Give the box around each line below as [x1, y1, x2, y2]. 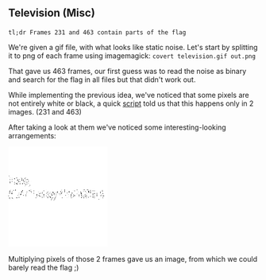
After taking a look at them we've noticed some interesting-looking [8, 122, 226, 132]
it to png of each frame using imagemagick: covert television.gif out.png [8, 51, 256, 60]
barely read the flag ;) [8, 262, 79, 272]
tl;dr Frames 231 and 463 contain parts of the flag [8, 28, 187, 37]
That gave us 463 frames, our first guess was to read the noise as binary [8, 66, 247, 76]
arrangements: [8, 130, 57, 140]
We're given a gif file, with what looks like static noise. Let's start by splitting [8, 42, 258, 52]
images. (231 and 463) [8, 107, 82, 116]
